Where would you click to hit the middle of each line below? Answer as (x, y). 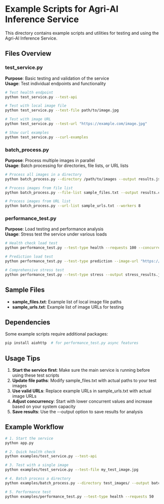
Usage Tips (23, 358)
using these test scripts (36, 375)
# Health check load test (31, 243)
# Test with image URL (28, 119)
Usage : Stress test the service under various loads (56, 234)
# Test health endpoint (29, 92)
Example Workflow (34, 427)
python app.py (20, 443)
